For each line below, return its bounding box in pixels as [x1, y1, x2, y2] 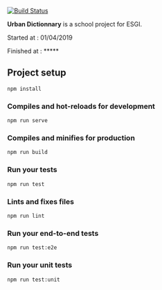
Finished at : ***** [7, 47, 60, 55]
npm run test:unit [7, 276, 60, 283]
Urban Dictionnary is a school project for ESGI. [7, 20, 143, 28]
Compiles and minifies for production [7, 133, 135, 143]
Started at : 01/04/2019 [7, 33, 73, 42]
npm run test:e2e [7, 244, 57, 251]
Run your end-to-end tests [7, 228, 99, 238]
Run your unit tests [7, 260, 73, 270]
